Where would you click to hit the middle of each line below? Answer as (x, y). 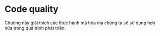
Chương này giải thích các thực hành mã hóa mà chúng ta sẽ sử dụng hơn (80, 23)
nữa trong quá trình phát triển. (35, 28)
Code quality (32, 9)
